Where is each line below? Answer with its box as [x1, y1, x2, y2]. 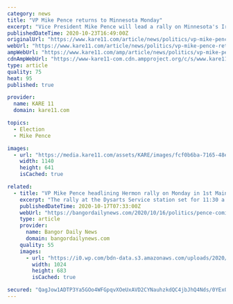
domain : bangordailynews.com [25, 235, 110, 242]
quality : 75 [7, 68, 42, 75]
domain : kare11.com [13, 107, 70, 114]
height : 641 [19, 164, 54, 171]
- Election [13, 126, 45, 133]
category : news [7, 10, 51, 17]
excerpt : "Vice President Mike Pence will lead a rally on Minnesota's [7, 23, 218, 30]
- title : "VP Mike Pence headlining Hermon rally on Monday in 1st [13, 189, 213, 197]
